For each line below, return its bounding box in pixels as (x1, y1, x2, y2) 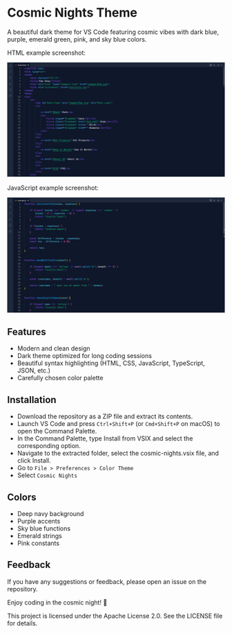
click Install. (17, 456, 51, 465)
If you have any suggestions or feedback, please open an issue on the (7, 577, 207, 586)
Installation (7, 393, 57, 406)
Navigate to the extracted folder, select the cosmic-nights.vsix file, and (17, 449, 220, 458)
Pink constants (17, 539, 60, 547)
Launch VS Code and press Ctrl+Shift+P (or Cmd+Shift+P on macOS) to (17, 420, 220, 428)
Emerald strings (17, 531, 62, 540)
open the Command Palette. (17, 427, 97, 436)
